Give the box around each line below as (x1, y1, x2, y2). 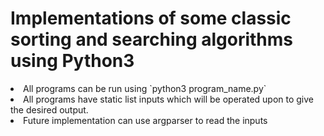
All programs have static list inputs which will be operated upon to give (23, 93, 315, 105)
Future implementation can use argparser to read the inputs (23, 114, 268, 126)
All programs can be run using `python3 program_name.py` (23, 82, 267, 94)
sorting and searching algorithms (10, 28, 294, 51)
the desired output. (10, 103, 89, 116)
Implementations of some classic (10, 7, 292, 30)
